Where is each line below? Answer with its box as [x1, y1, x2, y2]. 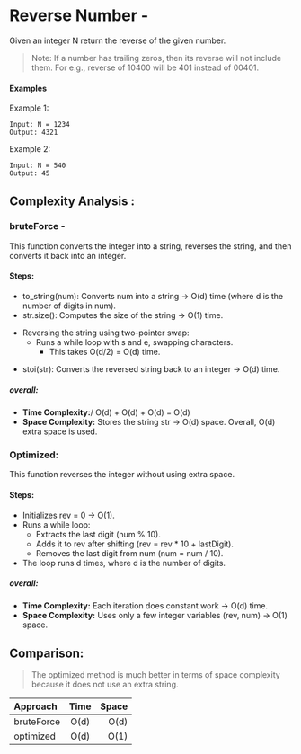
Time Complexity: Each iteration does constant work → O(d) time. [22, 600, 268, 611]
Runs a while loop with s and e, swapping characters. [35, 337, 234, 348]
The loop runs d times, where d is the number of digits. [22, 557, 226, 568]
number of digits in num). [22, 300, 117, 311]
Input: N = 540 [9, 161, 66, 171]
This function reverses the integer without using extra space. [9, 469, 235, 480]
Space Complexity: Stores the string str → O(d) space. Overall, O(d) [22, 417, 276, 427]
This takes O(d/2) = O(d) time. [49, 347, 161, 358]
